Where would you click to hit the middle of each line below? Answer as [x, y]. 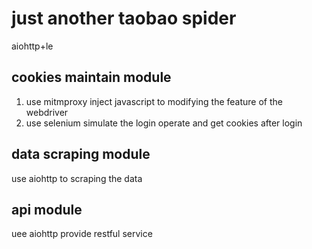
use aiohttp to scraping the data [77, 178]
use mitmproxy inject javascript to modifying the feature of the [154, 101]
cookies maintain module [91, 77]
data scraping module [81, 154]
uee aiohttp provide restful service [82, 234]
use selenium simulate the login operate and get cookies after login [164, 123]
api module [47, 209]
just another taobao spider [124, 18]
